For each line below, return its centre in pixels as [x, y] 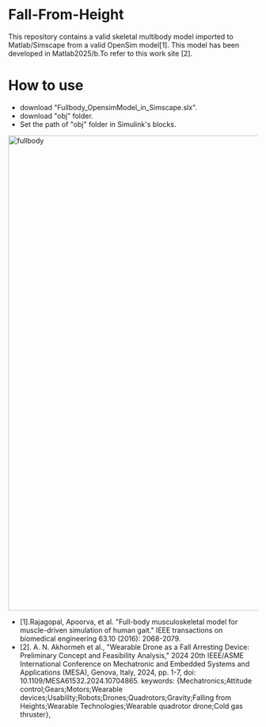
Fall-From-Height [66, 15]
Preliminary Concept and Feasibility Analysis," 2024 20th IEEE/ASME [131, 655]
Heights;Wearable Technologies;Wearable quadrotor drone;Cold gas [131, 706]
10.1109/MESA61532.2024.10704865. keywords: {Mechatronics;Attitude [135, 680]
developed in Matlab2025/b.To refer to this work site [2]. [100, 53]
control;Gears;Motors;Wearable [71, 689]
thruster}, [35, 714]
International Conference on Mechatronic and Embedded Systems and [135, 664]
